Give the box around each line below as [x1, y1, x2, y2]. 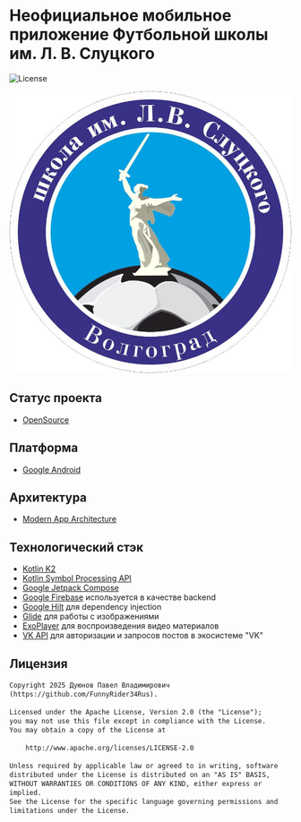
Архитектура [9, 490, 88, 505]
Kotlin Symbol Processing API [21, 573, 132, 584]
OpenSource [21, 414, 70, 425]
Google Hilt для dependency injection [21, 602, 162, 612]
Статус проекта [9, 390, 103, 406]
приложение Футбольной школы [9, 24, 269, 45]
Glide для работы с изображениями [21, 611, 159, 622]
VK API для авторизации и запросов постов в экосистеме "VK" [21, 630, 264, 641]
